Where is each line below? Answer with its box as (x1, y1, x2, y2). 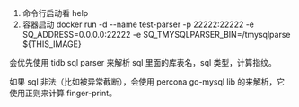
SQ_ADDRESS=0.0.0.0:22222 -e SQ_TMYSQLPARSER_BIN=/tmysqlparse (22, 30, 291, 40)
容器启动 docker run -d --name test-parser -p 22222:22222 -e (22, 19, 254, 30)
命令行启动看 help (22, 8, 89, 18)
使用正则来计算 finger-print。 (9, 88, 117, 98)
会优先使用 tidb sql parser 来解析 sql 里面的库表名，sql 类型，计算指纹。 (9, 58, 277, 67)
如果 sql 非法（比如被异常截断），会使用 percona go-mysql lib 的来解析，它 (9, 76, 286, 87)
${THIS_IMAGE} (22, 39, 83, 49)
